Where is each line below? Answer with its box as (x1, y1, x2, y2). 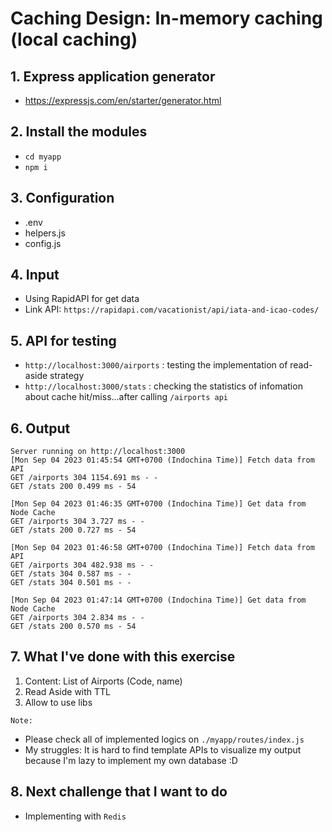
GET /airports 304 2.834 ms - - (10, 613, 145, 623)
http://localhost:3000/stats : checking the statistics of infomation (24, 380, 303, 392)
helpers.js (24, 227, 66, 239)
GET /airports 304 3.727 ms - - (10, 517, 145, 527)
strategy (49, 370, 85, 382)
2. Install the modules (10, 123, 148, 141)
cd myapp (24, 152, 62, 162)
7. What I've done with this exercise (10, 648, 236, 666)
